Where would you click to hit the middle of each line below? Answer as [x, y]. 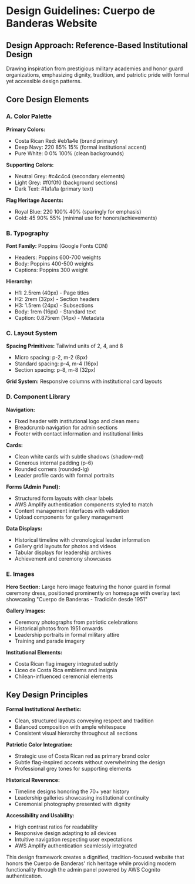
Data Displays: [24, 528]
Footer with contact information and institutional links [79, 433]
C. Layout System [32, 333]
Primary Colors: [26, 129]
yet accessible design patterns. [44, 81]
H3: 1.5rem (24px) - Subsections [54, 305]
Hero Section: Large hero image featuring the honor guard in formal [88, 587]
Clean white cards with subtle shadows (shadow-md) [79, 456]
